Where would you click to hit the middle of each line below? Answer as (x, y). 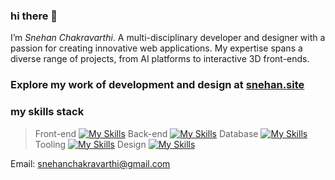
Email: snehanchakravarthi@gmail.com (90, 163)
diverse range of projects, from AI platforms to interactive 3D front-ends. (160, 59)
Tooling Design (90, 144)
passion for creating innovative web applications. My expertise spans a (156, 48)
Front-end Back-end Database (146, 133)
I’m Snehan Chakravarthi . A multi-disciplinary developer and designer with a (168, 38)
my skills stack (47, 112)
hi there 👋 (34, 16)
